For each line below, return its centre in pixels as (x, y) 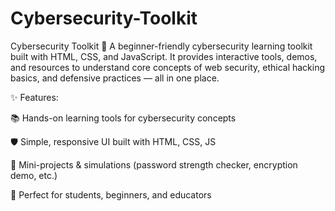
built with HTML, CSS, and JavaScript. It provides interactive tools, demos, (164, 56)
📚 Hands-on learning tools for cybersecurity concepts (123, 118)
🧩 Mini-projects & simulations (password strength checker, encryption (154, 164)
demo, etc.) (34, 175)
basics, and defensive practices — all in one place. (115, 78)
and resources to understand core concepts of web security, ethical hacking (168, 67)
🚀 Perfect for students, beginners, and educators (111, 194)
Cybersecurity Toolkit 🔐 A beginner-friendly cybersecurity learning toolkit (161, 46)
